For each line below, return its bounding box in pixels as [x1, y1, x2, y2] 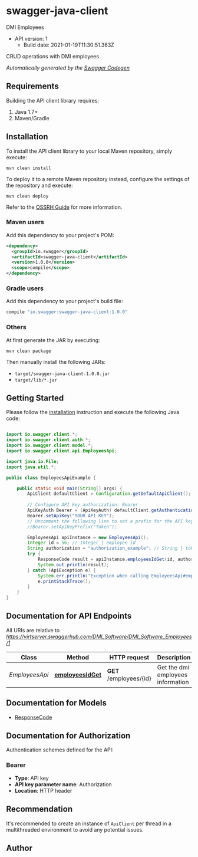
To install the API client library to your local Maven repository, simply [6, 147, 173, 155]
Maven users [6, 218, 44, 226]
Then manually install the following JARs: [6, 358, 106, 365]
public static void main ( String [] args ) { [16, 485, 123, 491]
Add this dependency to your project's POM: [6, 231, 114, 238]
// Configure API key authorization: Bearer [27, 502, 138, 508]
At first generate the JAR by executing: [6, 336, 100, 343]
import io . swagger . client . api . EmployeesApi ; [6, 448, 117, 454]
